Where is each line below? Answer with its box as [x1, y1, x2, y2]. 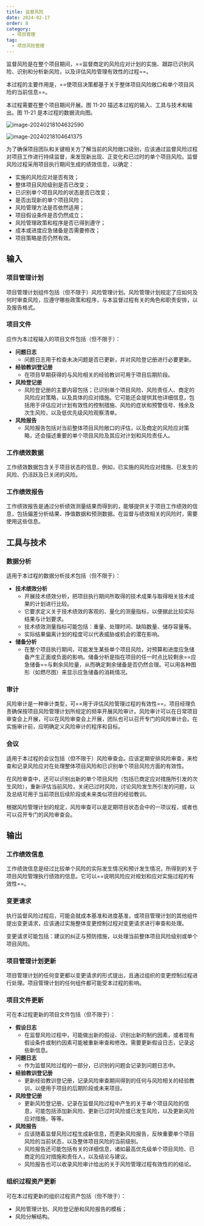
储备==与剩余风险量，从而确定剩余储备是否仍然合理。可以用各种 [29, 661, 191, 669]
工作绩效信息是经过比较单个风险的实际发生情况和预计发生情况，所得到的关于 [6, 865, 198, 872]
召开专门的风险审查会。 [16, 811, 76, 818]
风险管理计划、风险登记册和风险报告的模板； [15, 1205, 127, 1213]
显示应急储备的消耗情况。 [66, 669, 131, 676]
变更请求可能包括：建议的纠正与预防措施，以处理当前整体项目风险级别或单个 [6, 932, 198, 940]
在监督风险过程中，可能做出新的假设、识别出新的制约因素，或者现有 [24, 1031, 195, 1039]
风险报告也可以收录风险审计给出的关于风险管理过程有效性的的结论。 [24, 1160, 195, 1168]
